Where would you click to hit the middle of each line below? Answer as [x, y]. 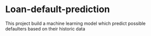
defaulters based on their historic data [45, 28]
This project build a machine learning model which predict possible [75, 23]
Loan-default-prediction [58, 9]
